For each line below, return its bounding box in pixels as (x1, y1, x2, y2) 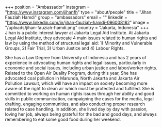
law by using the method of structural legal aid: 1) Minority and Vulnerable (5, 40, 153, 46)
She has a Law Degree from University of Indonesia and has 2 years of (5, 55, 146, 60)
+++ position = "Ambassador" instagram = (5, 4, 90, 10)
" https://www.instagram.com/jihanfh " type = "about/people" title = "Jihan (5, 9, 152, 15)
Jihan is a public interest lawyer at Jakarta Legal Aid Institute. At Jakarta (5, 30, 149, 35)
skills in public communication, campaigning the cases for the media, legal (5, 96, 154, 101)
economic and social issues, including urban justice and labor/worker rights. (5, 65, 158, 71)
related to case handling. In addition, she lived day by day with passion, (5, 106, 148, 112)
